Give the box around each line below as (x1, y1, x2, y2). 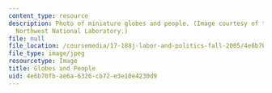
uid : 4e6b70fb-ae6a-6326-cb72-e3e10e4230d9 (8, 72, 158, 80)
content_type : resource (8, 11, 89, 20)
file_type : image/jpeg (8, 49, 85, 57)
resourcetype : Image (8, 57, 79, 66)
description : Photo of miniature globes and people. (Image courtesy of (8, 19, 259, 27)
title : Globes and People (8, 65, 96, 73)
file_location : (8, 42, 60, 50)
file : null (8, 34, 45, 43)
